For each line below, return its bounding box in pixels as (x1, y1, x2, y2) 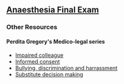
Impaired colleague (15, 51, 64, 59)
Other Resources (6, 23, 58, 31)
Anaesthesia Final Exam (6, 5, 99, 15)
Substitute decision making (15, 71, 83, 78)
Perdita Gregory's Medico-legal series (6, 37, 105, 45)
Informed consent (15, 57, 60, 65)
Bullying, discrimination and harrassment (15, 64, 118, 71)
